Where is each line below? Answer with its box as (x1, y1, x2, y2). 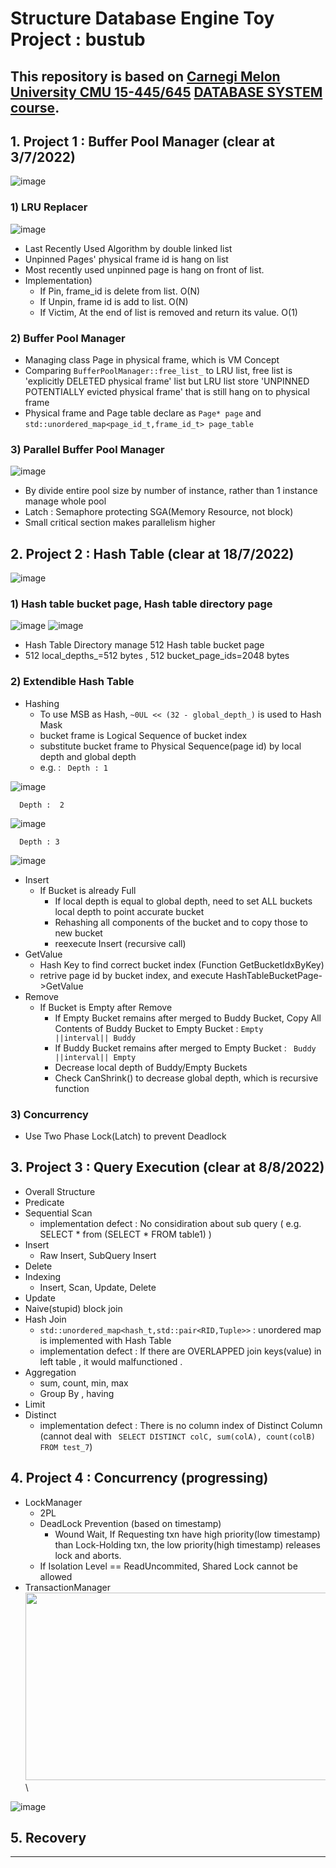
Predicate (24, 1196, 65, 1208)
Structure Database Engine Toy (10, 7, 275, 30)
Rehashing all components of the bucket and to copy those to (54, 916, 308, 928)
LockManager (24, 1496, 83, 1508)
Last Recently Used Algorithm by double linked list (24, 242, 233, 254)
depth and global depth (39, 750, 137, 762)
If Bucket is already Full (39, 884, 137, 896)
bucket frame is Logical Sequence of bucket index (39, 729, 248, 741)
